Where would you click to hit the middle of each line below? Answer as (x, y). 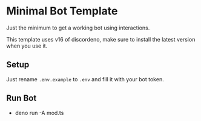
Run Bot (21, 98)
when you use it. (27, 46)
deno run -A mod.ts (39, 113)
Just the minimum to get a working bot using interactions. (78, 28)
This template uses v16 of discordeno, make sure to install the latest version (101, 39)
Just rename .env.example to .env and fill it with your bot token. (85, 79)
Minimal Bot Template (62, 11)
